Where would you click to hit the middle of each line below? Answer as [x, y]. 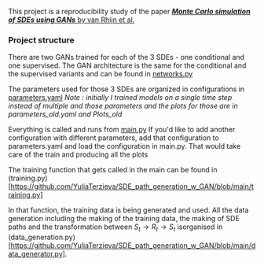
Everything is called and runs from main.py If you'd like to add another [122, 130]
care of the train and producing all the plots [78, 155]
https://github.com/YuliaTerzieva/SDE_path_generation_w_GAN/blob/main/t [132, 187]
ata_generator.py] [37, 254]
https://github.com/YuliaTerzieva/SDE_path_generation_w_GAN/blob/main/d [133, 246]
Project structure [41, 40]
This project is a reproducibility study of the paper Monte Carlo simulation [129, 11]
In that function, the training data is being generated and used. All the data [128, 210]
